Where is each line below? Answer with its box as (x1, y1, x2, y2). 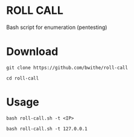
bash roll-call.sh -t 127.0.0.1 (6, 126, 88, 132)
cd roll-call (6, 75, 39, 81)
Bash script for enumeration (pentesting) (6, 24, 107, 31)
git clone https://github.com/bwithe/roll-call (6, 65, 129, 71)
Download (6, 45, 59, 59)
